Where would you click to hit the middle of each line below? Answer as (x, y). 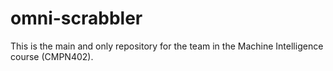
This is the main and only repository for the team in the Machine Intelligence (167, 46)
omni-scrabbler (76, 18)
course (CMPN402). (52, 56)
